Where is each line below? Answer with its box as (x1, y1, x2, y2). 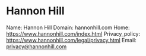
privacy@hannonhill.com (6, 43, 67, 50)
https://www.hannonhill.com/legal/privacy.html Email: (6, 36, 137, 43)
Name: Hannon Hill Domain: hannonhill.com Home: (6, 24, 130, 31)
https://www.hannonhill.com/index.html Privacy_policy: (6, 30, 141, 37)
